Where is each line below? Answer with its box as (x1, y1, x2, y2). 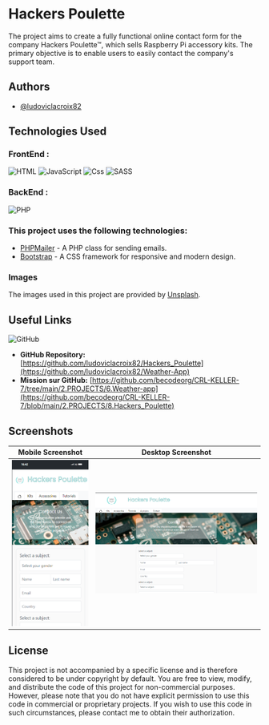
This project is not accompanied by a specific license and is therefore (8, 665, 239, 675)
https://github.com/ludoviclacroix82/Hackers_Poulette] (22, 358, 204, 369)
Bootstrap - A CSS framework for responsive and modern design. (19, 252, 236, 261)
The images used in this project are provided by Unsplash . (8, 290, 201, 300)
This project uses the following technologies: (8, 225, 188, 236)
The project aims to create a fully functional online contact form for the (8, 31, 243, 41)
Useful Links (8, 313, 72, 327)
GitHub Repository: (19, 350, 86, 360)
